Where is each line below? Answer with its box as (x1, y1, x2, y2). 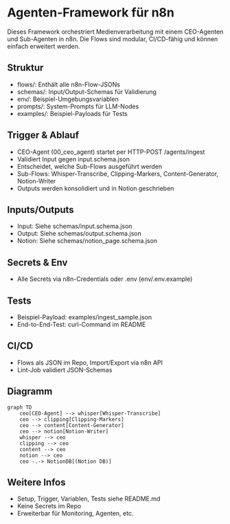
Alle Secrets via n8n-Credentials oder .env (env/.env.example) (16, 275, 193, 283)
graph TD (7, 404, 32, 411)
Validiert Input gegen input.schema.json (16, 155, 130, 163)
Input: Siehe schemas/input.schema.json (16, 222, 133, 231)
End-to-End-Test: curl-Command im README (16, 321, 146, 328)
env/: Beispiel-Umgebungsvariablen (16, 95, 119, 103)
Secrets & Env (7, 256, 68, 269)
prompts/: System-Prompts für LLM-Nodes (16, 102, 139, 111)
